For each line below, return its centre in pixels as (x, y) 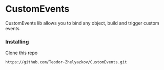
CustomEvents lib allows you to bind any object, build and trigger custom (83, 23)
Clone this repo (22, 53)
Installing (17, 41)
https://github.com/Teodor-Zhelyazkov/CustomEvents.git (66, 62)
